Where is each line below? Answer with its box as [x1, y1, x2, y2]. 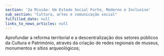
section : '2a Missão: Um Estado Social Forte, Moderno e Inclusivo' [5, 7, 151, 12]
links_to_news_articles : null [5, 21, 68, 26]
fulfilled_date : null [5, 16, 50, 21]
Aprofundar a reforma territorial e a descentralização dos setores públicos [5, 35, 158, 41]
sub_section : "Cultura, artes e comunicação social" [5, 12, 117, 17]
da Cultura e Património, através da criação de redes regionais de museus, [5, 40, 159, 46]
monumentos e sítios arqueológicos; [5, 45, 80, 51]
